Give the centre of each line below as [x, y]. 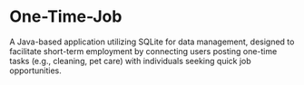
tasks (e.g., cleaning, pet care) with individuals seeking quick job [130, 61]
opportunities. [35, 71]
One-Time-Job [66, 17]
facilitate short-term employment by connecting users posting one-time [143, 51]
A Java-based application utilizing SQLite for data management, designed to [152, 42]
